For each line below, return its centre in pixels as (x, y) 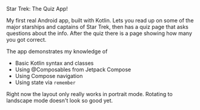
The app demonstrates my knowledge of (57, 51)
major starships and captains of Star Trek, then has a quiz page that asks (98, 27)
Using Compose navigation (49, 76)
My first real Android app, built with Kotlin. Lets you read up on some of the (100, 20)
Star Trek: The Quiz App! (37, 9)
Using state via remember (45, 82)
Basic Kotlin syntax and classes (54, 63)
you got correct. (26, 40)
